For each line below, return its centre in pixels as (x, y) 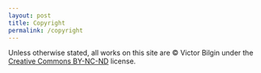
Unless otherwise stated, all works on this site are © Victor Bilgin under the (131, 53)
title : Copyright (37, 23)
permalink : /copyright (46, 30)
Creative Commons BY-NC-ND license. (72, 61)
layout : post (30, 15)
